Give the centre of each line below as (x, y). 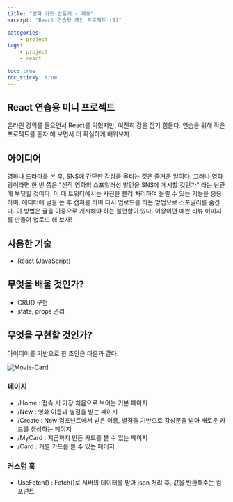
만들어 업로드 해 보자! (43, 220)
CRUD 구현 (33, 302)
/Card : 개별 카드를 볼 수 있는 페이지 (66, 446)
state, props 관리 (41, 311)
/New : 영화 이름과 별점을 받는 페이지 (67, 412)
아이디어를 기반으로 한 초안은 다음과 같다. (63, 353)
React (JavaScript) (44, 261)
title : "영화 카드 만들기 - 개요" (50, 14)
